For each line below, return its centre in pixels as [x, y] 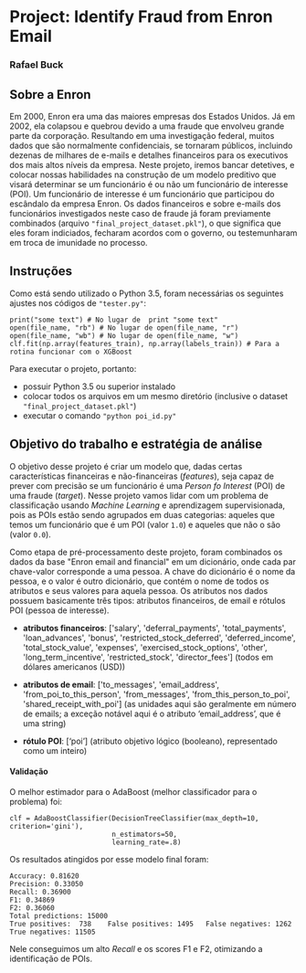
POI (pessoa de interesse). [59, 610]
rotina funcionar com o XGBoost [71, 352]
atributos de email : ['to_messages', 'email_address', [121, 684]
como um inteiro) [55, 750]
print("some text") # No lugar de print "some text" [114, 320]
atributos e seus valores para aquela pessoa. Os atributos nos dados [139, 590]
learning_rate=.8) [146, 842]
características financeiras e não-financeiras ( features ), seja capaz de [142, 476]
